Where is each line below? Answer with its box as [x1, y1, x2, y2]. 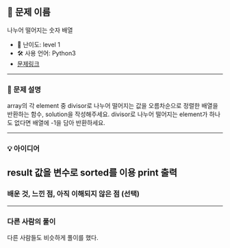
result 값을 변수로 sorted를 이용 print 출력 [7, 167, 178, 179]
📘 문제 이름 [7, 6, 51, 18]
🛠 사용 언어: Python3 [16, 49, 77, 57]
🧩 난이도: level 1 [16, 40, 60, 49]
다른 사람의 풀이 [7, 217, 56, 226]
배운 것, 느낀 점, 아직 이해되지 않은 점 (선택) [7, 189, 140, 199]
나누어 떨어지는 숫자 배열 [7, 26, 73, 34]
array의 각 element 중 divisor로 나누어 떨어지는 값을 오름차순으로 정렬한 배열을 [7, 102, 218, 110]
